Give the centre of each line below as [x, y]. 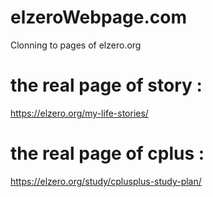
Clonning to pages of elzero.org [76, 45]
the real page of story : [106, 85]
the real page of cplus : [107, 153]
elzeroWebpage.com [99, 17]
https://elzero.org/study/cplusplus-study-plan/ [106, 181]
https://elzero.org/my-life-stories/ [79, 113]
